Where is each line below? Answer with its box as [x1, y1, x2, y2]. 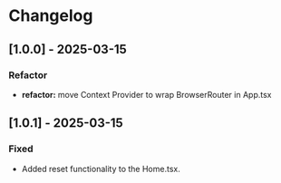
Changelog [8, 5, 93, 26]
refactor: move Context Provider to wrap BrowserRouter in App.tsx [21, 89, 272, 100]
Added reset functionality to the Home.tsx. [21, 163, 180, 174]
